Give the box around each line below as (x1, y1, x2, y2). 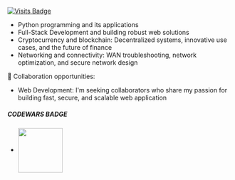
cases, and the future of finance (17, 43, 113, 51)
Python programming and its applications (17, 21, 139, 28)
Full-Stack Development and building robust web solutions (17, 28, 190, 36)
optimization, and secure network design (17, 58, 138, 67)
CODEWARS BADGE (7, 110, 68, 118)
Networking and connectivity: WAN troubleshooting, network (17, 51, 197, 59)
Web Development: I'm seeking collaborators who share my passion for (17, 86, 228, 94)
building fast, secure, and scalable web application (17, 93, 167, 102)
